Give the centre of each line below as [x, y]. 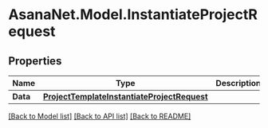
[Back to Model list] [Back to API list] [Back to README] [100, 116]
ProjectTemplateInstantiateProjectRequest [126, 97]
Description [238, 83]
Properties [35, 61]
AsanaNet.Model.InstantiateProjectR [133, 15]
